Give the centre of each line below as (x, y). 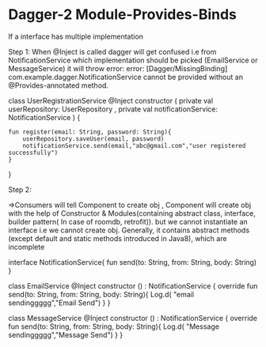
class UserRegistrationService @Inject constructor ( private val (111, 100)
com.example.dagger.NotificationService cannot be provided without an (126, 77)
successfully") (33, 153)
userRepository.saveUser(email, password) (93, 139)
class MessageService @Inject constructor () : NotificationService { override (133, 318)
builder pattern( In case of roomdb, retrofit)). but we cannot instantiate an (128, 221)
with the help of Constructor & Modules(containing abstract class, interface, (132, 213)
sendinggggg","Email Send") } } (59, 303)
